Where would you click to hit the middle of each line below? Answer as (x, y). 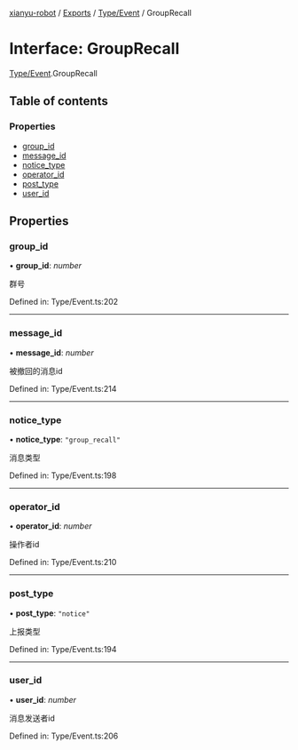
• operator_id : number (51, 526)
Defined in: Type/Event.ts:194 (63, 649)
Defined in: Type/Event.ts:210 (63, 562)
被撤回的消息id (36, 371)
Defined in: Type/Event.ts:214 (63, 388)
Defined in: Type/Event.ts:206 (64, 736)
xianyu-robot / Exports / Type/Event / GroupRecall (101, 13)
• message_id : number (52, 352)
